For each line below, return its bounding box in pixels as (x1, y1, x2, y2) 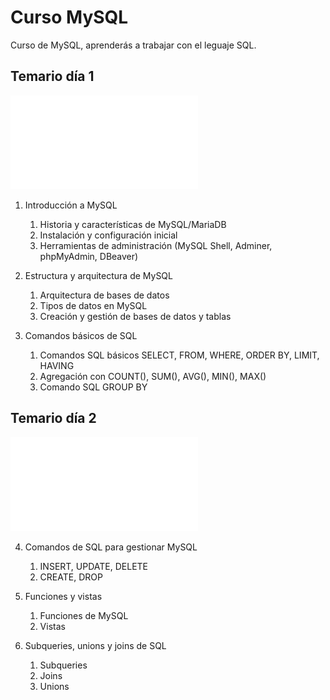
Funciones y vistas (24, 590, 103, 602)
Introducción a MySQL (24, 199, 118, 211)
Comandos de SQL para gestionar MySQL (24, 541, 198, 553)
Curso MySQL (10, 6, 129, 29)
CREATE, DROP (39, 571, 103, 583)
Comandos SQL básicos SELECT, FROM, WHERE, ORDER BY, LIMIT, (39, 349, 320, 361)
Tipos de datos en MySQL (39, 299, 148, 311)
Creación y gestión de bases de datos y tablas (39, 310, 232, 322)
